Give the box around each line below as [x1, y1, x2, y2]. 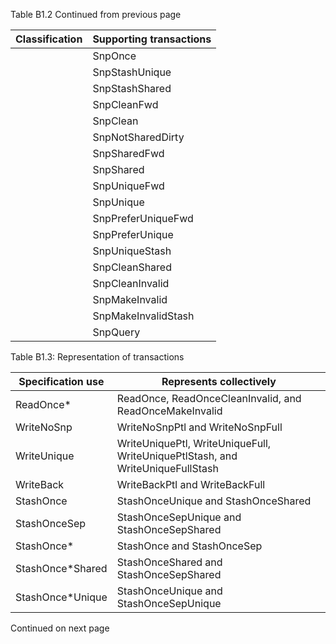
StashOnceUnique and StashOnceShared [116, 494, 312, 508]
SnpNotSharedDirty [92, 130, 185, 144]
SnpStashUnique [92, 65, 172, 79]
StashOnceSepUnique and [116, 510, 242, 524]
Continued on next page [10, 622, 110, 634]
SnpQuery [92, 325, 141, 339]
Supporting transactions [92, 32, 212, 46]
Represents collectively [161, 375, 277, 388]
